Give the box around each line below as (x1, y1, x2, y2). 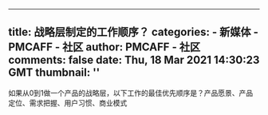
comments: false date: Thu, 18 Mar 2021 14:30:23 (8, 54, 260, 67)
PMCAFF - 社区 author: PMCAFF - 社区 (8, 41, 201, 54)
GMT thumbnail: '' (8, 65, 100, 80)
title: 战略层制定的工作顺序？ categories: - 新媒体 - (8, 26, 259, 39)
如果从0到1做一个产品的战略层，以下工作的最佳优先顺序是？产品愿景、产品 (8, 88, 254, 97)
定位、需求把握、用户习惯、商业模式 (8, 97, 128, 108)
